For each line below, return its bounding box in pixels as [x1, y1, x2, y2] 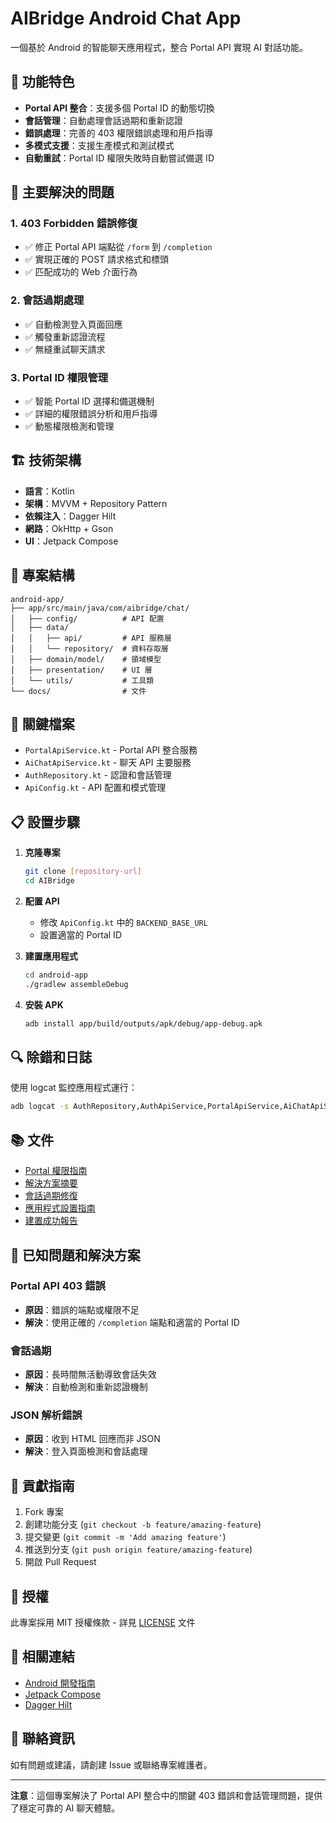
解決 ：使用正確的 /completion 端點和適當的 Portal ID [24, 1316, 240, 1328]
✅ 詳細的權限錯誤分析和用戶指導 [24, 408, 158, 420]
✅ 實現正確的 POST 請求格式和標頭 [24, 253, 170, 266]
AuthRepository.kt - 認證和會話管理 [24, 769, 172, 781]
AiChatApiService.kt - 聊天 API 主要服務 [24, 757, 192, 769]
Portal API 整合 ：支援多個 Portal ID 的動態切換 [24, 102, 215, 114]
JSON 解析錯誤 [10, 1408, 83, 1422]
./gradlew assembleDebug [24, 979, 129, 989]
